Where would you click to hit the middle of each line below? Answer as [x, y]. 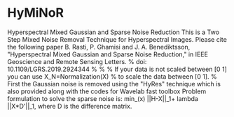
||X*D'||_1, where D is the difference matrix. [70, 106]
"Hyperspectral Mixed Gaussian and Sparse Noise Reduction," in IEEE [108, 54]
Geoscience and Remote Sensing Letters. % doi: [77, 61]
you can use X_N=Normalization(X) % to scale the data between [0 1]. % [112, 76]
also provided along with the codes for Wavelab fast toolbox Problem [107, 91]
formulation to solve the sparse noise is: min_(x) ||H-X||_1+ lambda [103, 98]
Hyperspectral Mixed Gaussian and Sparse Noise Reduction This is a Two [113, 32]
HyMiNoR [36, 13]
